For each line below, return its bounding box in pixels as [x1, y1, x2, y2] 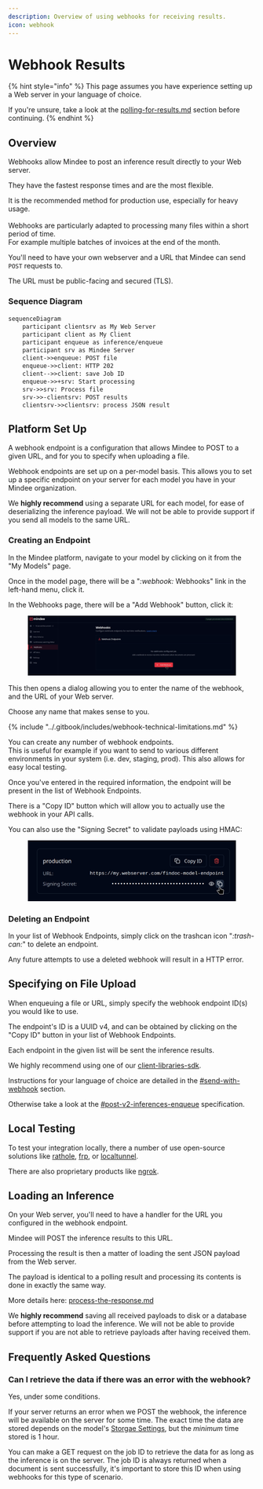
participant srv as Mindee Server [22, 346, 135, 354]
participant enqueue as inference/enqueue [22, 338, 163, 346]
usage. [8, 204, 31, 213]
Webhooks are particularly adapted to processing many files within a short [8, 221, 249, 231]
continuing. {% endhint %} [8, 114, 94, 123]
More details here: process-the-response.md [8, 1296, 155, 1305]
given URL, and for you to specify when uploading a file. [8, 451, 190, 461]
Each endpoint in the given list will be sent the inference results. [8, 1045, 214, 1055]
